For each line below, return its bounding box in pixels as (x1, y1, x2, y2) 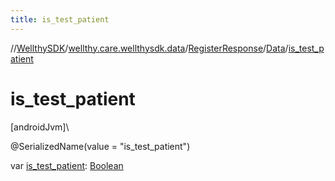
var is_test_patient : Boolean (10, 159, 124, 171)
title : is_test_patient (10, 14, 110, 25)
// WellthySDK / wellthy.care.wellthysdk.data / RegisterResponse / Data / (10, 42, 289, 54)
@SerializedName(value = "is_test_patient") (10, 140, 191, 152)
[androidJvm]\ (10, 121, 70, 133)
